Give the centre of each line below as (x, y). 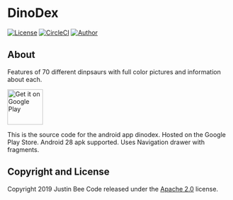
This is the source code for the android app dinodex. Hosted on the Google (117, 134)
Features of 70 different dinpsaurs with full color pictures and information (114, 71)
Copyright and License (58, 172)
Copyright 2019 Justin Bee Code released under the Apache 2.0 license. (113, 189)
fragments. (23, 149)
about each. (25, 79)
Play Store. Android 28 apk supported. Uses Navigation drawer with (106, 142)
